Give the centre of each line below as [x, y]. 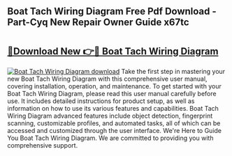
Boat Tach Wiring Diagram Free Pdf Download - [112, 11]
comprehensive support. [43, 145]
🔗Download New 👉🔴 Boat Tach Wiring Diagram [113, 51]
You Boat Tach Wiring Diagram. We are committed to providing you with [110, 138]
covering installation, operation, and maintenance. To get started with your [114, 86]
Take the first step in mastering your [173, 71]
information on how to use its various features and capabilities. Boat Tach [113, 108]
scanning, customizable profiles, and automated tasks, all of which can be [114, 123]
